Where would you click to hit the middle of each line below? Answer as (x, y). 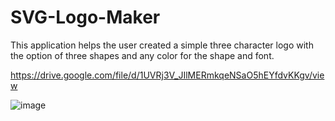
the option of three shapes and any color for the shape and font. (142, 55)
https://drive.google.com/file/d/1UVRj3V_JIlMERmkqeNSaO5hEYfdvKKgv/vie (167, 75)
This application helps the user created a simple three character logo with (162, 45)
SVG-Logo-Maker (85, 17)
